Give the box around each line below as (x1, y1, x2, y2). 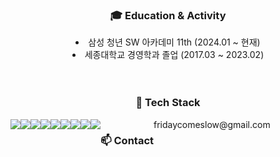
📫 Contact (100, 133, 154, 147)
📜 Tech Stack (135, 96, 201, 110)
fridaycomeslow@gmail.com (153, 118, 271, 130)
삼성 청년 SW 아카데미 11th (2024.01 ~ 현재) (88, 36, 261, 48)
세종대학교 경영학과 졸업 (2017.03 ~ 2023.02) (84, 49, 265, 61)
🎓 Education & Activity (109, 8, 227, 22)
